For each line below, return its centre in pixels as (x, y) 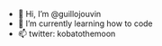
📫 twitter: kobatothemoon (67, 33)
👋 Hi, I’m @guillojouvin (59, 14)
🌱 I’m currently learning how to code (85, 23)
